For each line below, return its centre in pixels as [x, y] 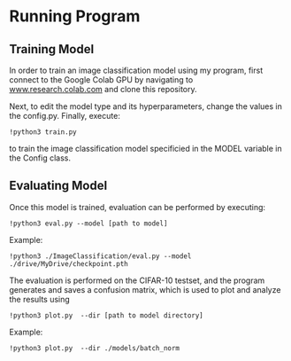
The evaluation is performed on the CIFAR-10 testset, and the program [137, 280]
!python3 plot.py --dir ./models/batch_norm [94, 348]
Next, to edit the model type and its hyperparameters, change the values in [146, 106]
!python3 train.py [43, 132]
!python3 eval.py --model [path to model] [88, 224]
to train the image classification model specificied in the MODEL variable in [146, 149]
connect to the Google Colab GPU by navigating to [101, 80]
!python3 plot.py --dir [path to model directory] [106, 315]
